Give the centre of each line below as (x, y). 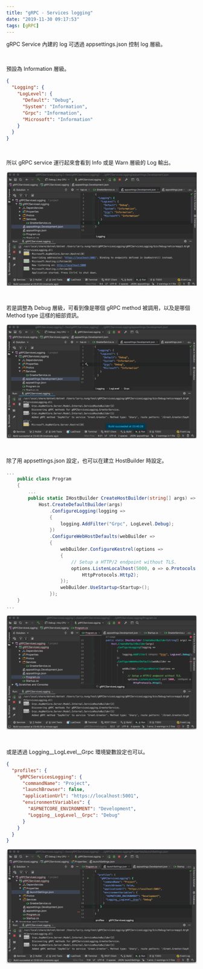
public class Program (44, 479)
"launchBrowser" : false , (53, 790)
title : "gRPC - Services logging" (50, 13)
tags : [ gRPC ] (23, 25)
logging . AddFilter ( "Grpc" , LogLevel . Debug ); (117, 524)
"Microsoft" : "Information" (58, 119)
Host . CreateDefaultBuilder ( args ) (80, 504)
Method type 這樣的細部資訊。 (44, 315)
